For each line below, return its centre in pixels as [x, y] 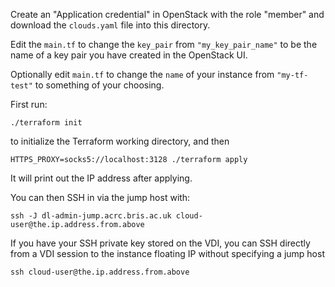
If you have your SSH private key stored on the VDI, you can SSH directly [160, 243]
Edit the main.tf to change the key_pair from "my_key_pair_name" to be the [164, 44]
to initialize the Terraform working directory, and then [120, 141]
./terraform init [46, 123]
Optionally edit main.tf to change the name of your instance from [142, 74]
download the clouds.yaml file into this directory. [110, 25]
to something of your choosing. [99, 85]
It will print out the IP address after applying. [101, 178]
